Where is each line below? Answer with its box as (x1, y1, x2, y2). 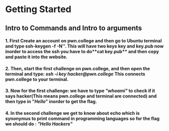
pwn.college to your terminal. (5, 76, 69, 82)
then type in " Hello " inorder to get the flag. (5, 99, 97, 105)
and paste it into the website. (5, 54, 68, 60)
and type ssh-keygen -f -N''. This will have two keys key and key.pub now (5, 43, 164, 49)
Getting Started (5, 4, 72, 15)
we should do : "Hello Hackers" (5, 120, 73, 127)
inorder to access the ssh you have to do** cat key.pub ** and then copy (5, 49, 159, 55)
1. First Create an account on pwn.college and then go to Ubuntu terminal (5, 38, 162, 44)
